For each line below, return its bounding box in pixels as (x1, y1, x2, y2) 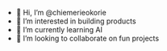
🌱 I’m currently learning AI (15, 25, 103, 34)
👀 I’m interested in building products (15, 16, 136, 26)
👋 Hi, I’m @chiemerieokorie (15, 8, 106, 17)
